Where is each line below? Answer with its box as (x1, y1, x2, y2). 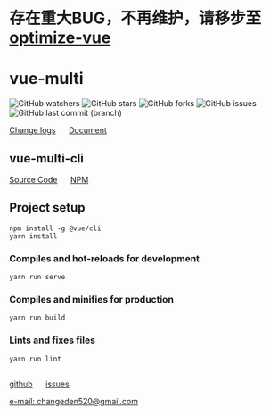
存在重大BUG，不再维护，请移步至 (9, 8, 262, 29)
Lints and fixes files (9, 334, 96, 346)
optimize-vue (9, 28, 111, 48)
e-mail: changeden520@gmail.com (9, 396, 139, 407)
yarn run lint (9, 354, 62, 363)
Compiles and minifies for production (9, 293, 174, 305)
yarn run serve (9, 273, 66, 282)
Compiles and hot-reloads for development (9, 252, 200, 264)
